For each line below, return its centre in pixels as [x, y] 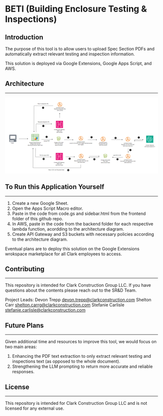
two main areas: [21, 347]
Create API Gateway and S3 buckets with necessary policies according [83, 234]
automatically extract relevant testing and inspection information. [70, 54]
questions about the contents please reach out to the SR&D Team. [71, 290]
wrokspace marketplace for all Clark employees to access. [64, 254]
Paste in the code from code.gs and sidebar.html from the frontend [79, 213]
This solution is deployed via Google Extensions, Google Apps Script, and [78, 63]
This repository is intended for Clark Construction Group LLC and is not [76, 403]
